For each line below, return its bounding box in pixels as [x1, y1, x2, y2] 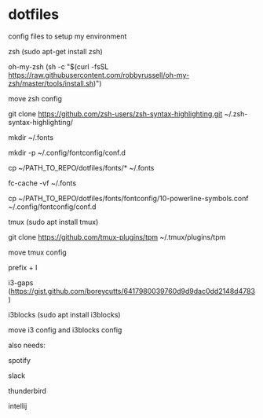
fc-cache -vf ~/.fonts [8, 178, 77, 188]
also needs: [8, 340, 46, 350]
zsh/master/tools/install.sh [8, 79, 94, 88]
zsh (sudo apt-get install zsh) [8, 46, 104, 56]
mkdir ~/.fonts [8, 132, 53, 142]
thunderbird [8, 386, 47, 395]
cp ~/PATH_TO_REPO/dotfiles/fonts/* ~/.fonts [8, 163, 155, 172]
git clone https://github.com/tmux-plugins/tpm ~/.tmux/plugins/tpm [8, 232, 226, 241]
